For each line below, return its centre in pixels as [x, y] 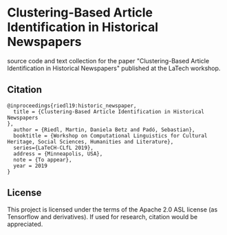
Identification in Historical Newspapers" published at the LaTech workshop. [114, 68]
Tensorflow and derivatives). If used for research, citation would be [102, 216]
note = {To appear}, [43, 159]
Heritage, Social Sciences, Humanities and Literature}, [90, 142]
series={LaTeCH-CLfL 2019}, [54, 148]
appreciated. [25, 224]
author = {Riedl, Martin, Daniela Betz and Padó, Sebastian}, [104, 130]
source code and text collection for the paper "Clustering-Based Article [108, 60]
